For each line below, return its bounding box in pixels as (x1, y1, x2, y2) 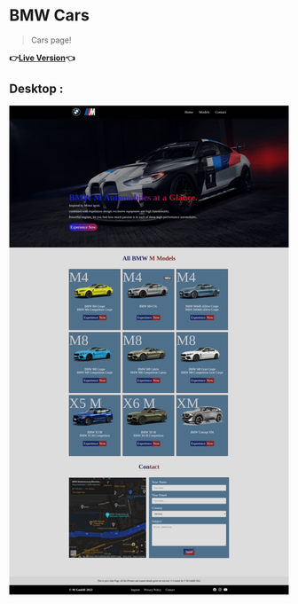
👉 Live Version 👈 (9, 52, 75, 63)
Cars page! (30, 35, 72, 45)
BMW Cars (9, 5, 90, 26)
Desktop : (9, 82, 64, 97)
